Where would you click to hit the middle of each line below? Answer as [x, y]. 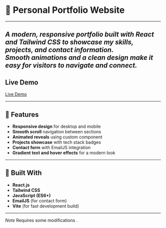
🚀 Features [22, 114]
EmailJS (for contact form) [40, 201]
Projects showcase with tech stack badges [57, 142]
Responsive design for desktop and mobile [57, 126]
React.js [21, 185]
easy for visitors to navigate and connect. [71, 66]
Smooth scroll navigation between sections [57, 131]
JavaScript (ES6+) [31, 195]
